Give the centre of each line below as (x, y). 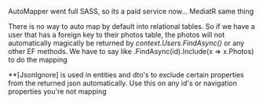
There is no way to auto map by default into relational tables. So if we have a (131, 26)
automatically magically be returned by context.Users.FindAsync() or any (126, 43)
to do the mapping (38, 59)
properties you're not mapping (57, 91)
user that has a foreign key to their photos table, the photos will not (117, 35)
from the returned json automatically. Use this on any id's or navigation (122, 83)
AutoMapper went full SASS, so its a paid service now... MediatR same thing (131, 11)
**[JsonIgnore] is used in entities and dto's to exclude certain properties (126, 75)
